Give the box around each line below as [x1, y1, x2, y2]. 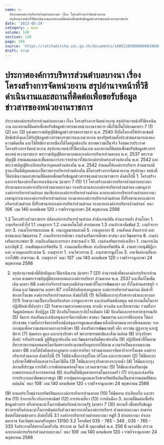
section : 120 [5, 35, 32, 40]
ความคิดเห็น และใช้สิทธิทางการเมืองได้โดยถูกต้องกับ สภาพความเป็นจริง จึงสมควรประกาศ [5, 140, 145, 146]
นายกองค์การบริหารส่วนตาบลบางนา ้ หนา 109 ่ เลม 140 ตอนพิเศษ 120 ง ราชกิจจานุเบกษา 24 [5, 429, 157, 435]
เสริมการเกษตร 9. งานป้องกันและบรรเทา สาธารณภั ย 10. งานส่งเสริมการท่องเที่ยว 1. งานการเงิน [5, 238, 158, 244]
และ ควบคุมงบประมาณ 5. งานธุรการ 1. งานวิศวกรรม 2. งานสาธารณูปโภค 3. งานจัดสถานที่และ [5, 249, 157, 255]
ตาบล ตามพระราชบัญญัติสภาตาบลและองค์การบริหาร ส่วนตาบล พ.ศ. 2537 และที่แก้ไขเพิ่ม [12, 276, 155, 282]
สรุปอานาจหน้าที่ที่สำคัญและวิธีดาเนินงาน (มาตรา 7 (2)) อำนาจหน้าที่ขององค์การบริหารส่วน [12, 270, 157, 276]
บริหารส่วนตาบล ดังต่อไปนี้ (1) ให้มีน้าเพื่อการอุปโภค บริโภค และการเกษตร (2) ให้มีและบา [12, 353, 156, 359]
